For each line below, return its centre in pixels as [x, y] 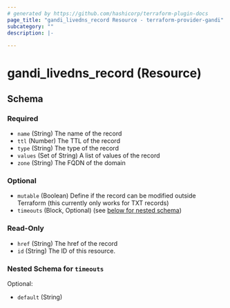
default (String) [40, 297]
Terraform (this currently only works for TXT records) [93, 203]
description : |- [30, 33]
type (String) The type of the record [68, 148]
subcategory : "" [30, 26]
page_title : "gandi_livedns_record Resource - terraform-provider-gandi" [116, 20]
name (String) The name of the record [69, 133]
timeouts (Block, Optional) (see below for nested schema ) [99, 211]
